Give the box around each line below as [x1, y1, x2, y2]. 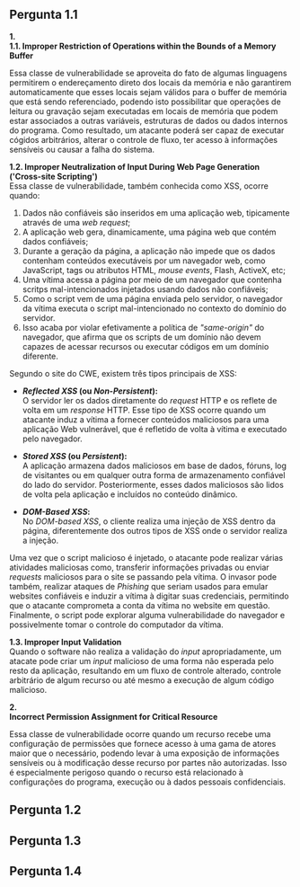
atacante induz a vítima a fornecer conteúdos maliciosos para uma [22, 413, 269, 425]
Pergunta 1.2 [9, 803, 82, 818]
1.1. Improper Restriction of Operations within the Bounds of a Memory [9, 40, 277, 51]
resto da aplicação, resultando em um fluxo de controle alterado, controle [9, 665, 282, 676]
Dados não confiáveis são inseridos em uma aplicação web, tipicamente [22, 207, 290, 218]
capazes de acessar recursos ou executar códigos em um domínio [22, 341, 269, 351]
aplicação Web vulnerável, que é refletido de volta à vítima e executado [22, 423, 287, 434]
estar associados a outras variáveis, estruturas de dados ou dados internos [9, 115, 288, 126]
